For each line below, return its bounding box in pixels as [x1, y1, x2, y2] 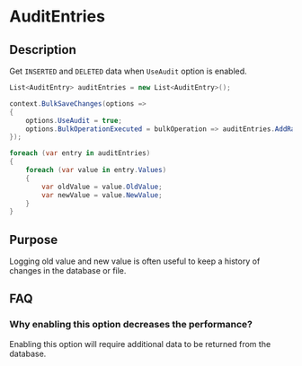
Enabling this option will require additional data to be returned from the [9, 338, 271, 349]
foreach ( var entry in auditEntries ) [9, 149, 151, 158]
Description [9, 42, 76, 57]
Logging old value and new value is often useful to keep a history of [9, 256, 261, 266]
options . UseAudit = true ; [25, 116, 123, 125]
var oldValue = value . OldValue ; [41, 182, 164, 191]
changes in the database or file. [9, 266, 127, 276]
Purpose [9, 231, 58, 248]
